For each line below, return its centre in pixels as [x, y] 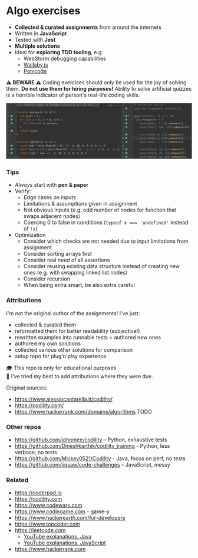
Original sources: [27, 388]
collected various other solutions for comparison [74, 349]
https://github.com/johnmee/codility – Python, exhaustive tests [91, 440]
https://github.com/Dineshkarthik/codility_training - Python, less [92, 445]
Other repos [24, 427]
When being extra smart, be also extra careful [79, 285]
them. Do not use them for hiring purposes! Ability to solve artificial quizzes [99, 88]
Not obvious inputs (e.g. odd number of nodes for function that [100, 210]
